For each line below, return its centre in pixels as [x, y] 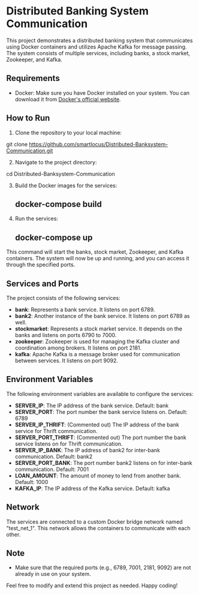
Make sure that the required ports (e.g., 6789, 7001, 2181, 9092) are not [103, 567]
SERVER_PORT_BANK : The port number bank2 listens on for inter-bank [104, 462]
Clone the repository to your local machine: [68, 133]
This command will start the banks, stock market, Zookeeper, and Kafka [95, 252]
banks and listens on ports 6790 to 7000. [66, 335]
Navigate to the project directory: [56, 162]
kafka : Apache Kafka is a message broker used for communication [97, 354]
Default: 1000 [31, 482]
